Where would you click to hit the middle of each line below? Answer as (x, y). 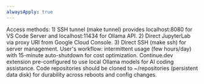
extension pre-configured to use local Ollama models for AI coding (90, 61)
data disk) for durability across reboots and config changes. (82, 74)
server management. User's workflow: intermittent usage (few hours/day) (99, 49)
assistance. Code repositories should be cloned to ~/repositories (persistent (102, 68)
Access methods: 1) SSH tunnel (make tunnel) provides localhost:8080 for (100, 29)
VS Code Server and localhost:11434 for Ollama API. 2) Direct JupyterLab (99, 36)
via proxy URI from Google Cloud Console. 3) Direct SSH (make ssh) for (96, 42)
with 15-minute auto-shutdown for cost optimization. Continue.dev (90, 55)
